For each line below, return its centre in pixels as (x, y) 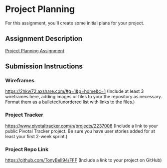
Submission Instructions (44, 67)
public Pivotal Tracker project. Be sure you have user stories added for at (80, 131)
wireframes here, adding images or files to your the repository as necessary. (84, 97)
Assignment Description (44, 39)
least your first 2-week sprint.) (36, 136)
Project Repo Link (27, 149)
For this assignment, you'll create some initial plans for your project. (75, 23)
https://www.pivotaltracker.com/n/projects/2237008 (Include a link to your (82, 126)
